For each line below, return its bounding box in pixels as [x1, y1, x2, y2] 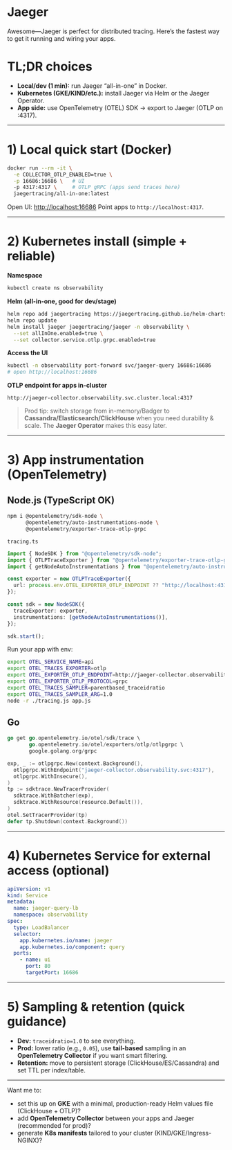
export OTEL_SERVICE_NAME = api [7, 658, 95, 665]
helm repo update [7, 316, 57, 324]
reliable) [7, 249, 55, 264]
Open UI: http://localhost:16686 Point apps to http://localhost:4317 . [7, 203, 204, 211]
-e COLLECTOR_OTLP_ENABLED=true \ [13, 171, 113, 178]
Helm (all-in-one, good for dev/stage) [7, 297, 117, 305]
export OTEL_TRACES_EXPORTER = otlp [7, 665, 107, 672]
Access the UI [7, 349, 48, 357]
